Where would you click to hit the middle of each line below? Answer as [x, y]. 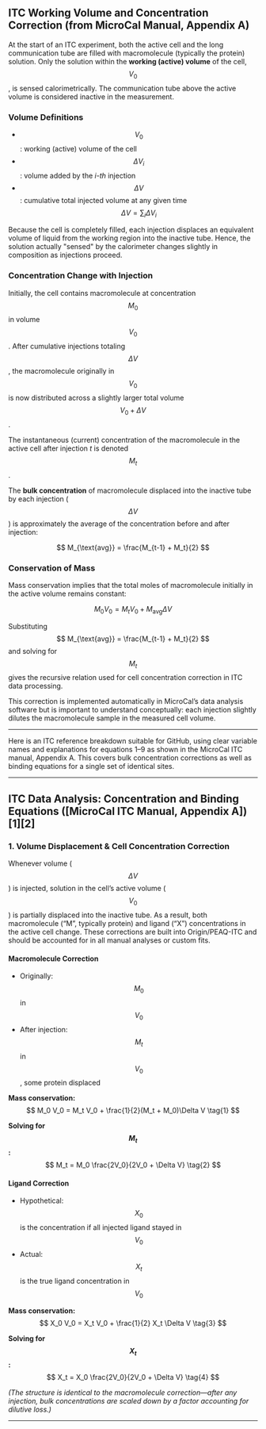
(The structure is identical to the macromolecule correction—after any [123, 1393]
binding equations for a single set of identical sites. [91, 766]
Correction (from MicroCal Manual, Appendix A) [129, 26]
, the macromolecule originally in [61, 371]
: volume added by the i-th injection [78, 175]
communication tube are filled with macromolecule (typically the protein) [127, 53]
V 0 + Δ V [133, 411]
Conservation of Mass [52, 568]
